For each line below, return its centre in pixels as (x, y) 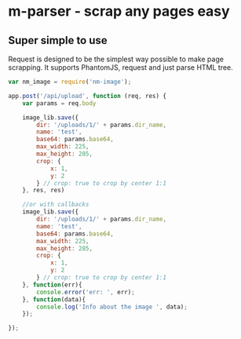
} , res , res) (44, 191)
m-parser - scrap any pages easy (119, 11)
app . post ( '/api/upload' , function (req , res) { (88, 96)
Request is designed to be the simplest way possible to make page (116, 59)
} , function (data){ (54, 299)
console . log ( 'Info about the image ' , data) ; (112, 307)
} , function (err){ (52, 285)
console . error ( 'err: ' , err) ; (86, 292)
